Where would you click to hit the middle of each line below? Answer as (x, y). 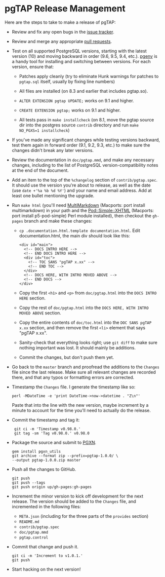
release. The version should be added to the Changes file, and (74, 501)
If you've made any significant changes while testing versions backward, (86, 140)
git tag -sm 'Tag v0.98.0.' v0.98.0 (52, 433)
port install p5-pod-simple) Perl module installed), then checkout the (82, 216)
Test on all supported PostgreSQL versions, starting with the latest (79, 51)
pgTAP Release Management (65, 9)
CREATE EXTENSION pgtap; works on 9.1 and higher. (70, 110)
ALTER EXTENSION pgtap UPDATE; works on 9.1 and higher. (77, 100)
